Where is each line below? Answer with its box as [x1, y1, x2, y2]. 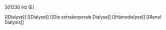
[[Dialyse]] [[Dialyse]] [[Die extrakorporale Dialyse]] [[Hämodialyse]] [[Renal [4, 14, 161, 19]
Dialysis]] [4, 19, 24, 25]
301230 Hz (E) [4, 4, 34, 10]
